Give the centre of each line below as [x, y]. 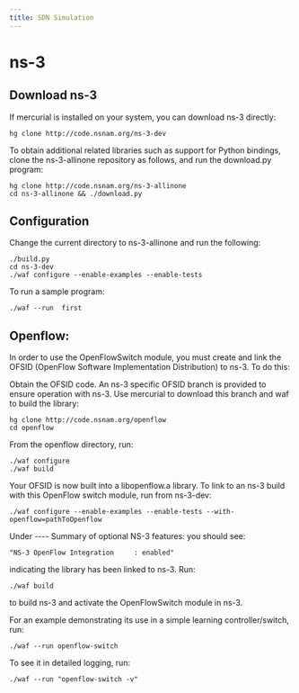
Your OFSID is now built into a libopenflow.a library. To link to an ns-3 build [147, 486]
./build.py [30, 259]
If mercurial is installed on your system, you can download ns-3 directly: [143, 117]
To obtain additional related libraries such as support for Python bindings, [145, 150]
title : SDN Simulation [52, 18]
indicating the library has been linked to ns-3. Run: [102, 570]
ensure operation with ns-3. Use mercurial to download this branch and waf [149, 394]
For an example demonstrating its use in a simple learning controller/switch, [149, 620]
